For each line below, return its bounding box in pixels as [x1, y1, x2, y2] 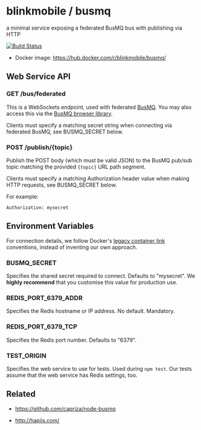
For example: [6, 193, 39, 200]
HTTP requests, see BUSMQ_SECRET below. [6, 181, 117, 188]
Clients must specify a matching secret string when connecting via [6, 121, 172, 129]
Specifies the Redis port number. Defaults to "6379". [6, 336, 137, 344]
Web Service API [6, 71, 71, 82]
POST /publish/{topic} [6, 143, 73, 152]
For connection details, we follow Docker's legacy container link [6, 237, 165, 244]
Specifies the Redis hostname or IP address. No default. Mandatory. [6, 307, 175, 315]
